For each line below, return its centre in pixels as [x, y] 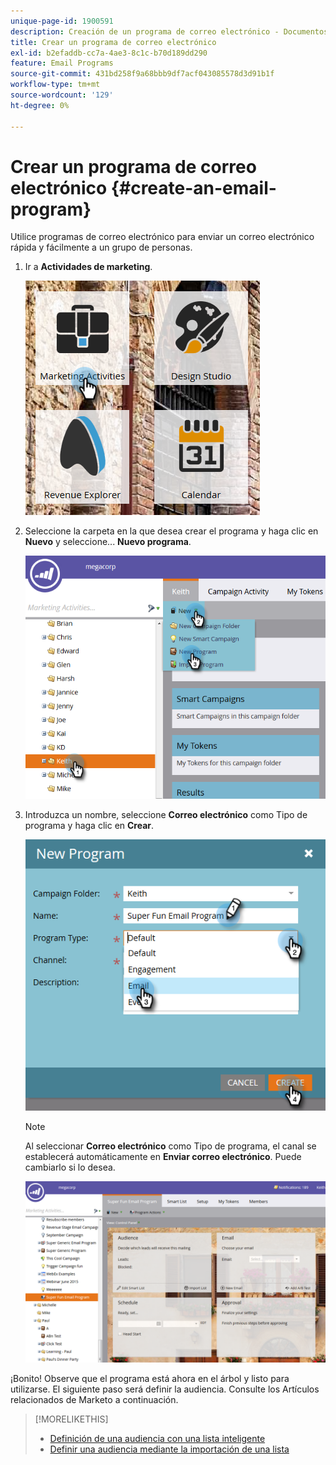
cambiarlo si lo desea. [70, 1167]
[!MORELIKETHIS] [71, 1419]
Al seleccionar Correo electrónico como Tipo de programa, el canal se [170, 1146]
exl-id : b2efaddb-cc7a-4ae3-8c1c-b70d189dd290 [109, 53]
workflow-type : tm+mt [55, 85]
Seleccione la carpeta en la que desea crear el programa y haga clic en [171, 531]
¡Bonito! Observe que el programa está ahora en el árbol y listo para [150, 1379]
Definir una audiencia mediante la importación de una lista [169, 1449]
